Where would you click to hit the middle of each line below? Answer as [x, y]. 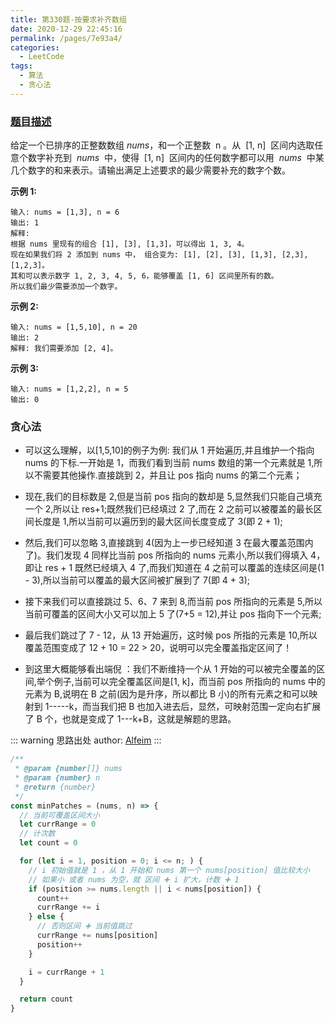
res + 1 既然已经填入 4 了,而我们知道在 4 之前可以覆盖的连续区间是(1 [184, 568]
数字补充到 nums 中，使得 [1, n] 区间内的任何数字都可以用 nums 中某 [176, 158]
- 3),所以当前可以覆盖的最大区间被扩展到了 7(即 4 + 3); [137, 580]
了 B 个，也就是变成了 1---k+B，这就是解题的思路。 [130, 719]
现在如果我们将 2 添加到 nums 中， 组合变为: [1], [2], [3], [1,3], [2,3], [159, 255]
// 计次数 [37, 834]
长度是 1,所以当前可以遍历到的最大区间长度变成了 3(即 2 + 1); [158, 522]
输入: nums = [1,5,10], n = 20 [74, 327]
